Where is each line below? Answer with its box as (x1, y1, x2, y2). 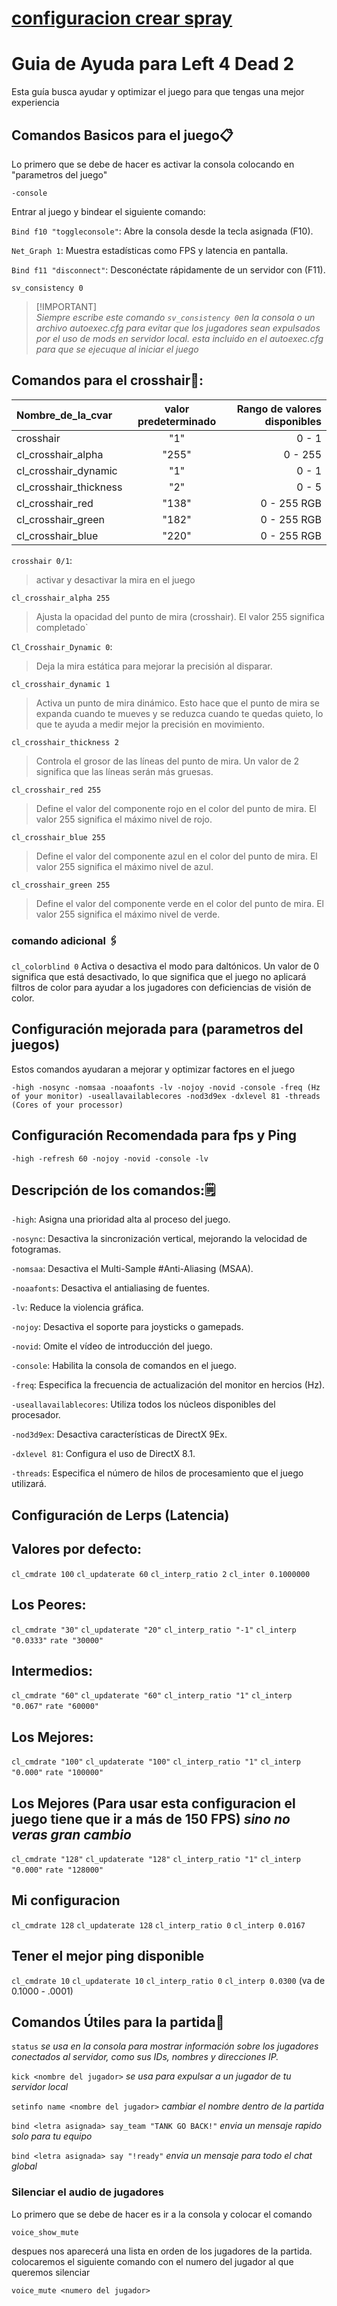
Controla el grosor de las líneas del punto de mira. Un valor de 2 (35, 755, 300, 767)
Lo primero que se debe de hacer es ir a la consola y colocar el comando (11, 2208, 313, 2220)
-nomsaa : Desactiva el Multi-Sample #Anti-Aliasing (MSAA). (11, 1263, 254, 1275)
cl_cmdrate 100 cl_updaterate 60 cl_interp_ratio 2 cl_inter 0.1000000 (11, 1569, 311, 1579)
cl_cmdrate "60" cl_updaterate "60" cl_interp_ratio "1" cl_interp (11, 1691, 293, 1701)
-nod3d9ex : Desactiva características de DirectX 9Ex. (11, 1428, 228, 1441)
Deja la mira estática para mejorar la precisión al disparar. (35, 660, 273, 672)
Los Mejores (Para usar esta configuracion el (11, 1795, 296, 1812)
